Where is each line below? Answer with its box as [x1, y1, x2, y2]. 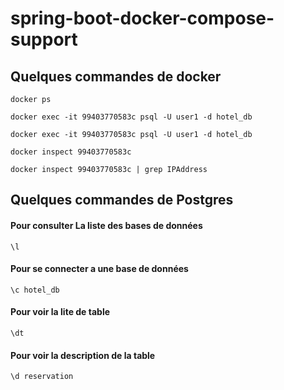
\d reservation [10, 372, 74, 382]
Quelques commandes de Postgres [10, 192, 234, 209]
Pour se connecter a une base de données [10, 263, 189, 275]
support [10, 28, 78, 51]
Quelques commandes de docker [10, 68, 222, 85]
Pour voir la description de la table [10, 349, 156, 361]
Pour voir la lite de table [10, 306, 111, 318]
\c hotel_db [10, 285, 60, 295]
